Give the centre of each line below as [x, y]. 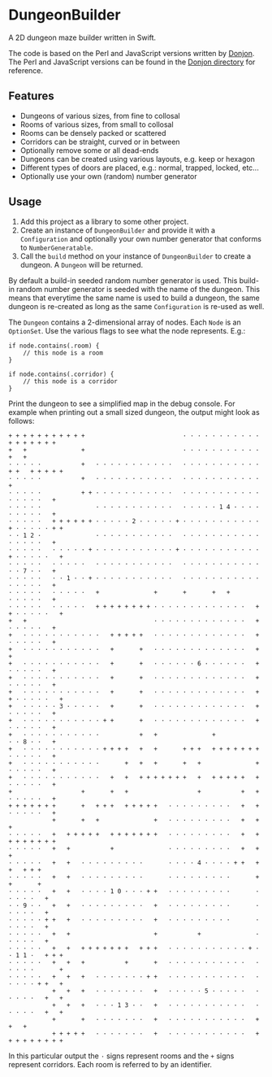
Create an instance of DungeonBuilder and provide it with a [118, 230]
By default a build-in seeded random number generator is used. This [123, 280]
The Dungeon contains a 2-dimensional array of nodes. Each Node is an [125, 322]
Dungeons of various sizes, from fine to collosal [100, 116]
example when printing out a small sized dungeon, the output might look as [134, 412]
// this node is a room [63, 353]
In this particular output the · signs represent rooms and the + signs [121, 1056]
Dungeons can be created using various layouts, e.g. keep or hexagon [138, 159]
